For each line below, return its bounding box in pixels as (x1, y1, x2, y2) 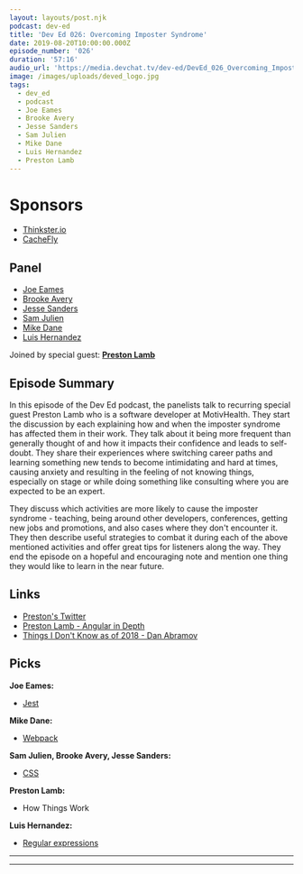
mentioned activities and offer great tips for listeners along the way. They (9, 542, 281, 553)
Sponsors (9, 195, 84, 215)
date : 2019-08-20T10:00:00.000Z (9, 38, 131, 48)
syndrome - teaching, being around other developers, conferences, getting (9, 513, 289, 524)
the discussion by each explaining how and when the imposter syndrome (9, 419, 281, 429)
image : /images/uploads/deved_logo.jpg (9, 72, 160, 81)
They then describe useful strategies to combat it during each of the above (9, 532, 289, 543)
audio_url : (9, 64, 50, 73)
